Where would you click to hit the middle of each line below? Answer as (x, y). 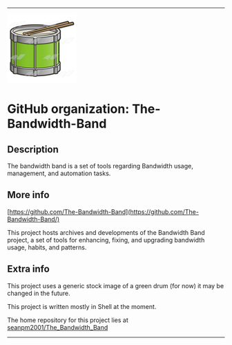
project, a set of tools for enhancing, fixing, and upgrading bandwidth (106, 240)
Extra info (28, 269)
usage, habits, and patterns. (47, 247)
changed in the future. (39, 293)
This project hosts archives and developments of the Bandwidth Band (106, 232)
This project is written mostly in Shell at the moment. (82, 306)
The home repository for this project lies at (68, 320)
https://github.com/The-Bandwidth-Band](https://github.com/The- (104, 211)
